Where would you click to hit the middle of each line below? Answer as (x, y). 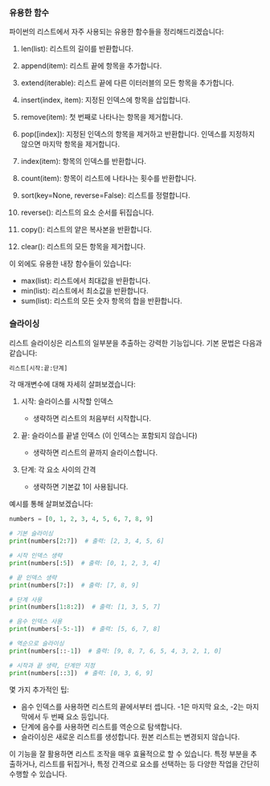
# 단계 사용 (26, 600)
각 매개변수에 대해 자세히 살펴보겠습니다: (72, 384)
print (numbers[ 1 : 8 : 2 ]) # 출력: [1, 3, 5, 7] (85, 607)
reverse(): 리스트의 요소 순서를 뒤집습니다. (87, 213)
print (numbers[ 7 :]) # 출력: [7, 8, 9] (74, 585)
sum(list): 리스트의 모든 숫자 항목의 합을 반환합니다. (102, 301)
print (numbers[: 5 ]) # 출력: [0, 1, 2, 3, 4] (85, 563)
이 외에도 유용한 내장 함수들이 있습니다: (70, 264)
